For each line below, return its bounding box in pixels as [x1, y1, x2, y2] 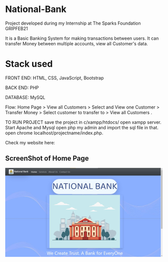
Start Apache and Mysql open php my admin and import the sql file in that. [5, 124, 158, 130]
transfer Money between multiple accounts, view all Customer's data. [5, 40, 148, 46]
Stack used [5, 58, 53, 70]
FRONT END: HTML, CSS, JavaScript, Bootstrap [5, 74, 104, 81]
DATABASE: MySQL [5, 94, 45, 100]
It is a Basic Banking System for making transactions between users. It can [5, 35, 159, 41]
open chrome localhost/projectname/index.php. [5, 130, 103, 136]
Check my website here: [5, 139, 55, 145]
